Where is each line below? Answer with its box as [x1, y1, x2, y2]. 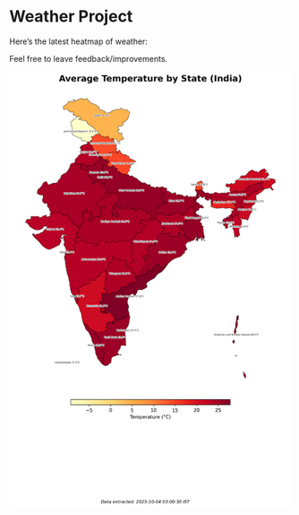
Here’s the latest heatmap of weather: [9, 36, 148, 47]
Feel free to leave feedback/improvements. [9, 53, 168, 64]
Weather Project [9, 6, 133, 27]
